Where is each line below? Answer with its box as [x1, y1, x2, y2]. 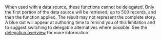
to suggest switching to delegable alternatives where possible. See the [5, 25, 147, 30]
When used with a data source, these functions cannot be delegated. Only [5, 4, 155, 10]
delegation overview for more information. [5, 30, 90, 35]
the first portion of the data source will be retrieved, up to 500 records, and [5, 9, 156, 15]
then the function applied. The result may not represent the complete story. [5, 14, 156, 20]
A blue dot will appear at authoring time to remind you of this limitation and [5, 19, 155, 25]
